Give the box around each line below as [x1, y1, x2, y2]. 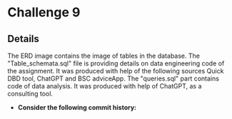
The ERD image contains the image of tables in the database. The [7, 51, 200, 60]
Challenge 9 [7, 4, 81, 21]
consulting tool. [7, 90, 54, 98]
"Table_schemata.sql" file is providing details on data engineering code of [7, 59, 225, 68]
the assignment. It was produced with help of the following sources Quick [7, 67, 224, 75]
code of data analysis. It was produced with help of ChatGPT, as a [7, 82, 202, 90]
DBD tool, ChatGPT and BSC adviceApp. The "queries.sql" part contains [7, 74, 220, 83]
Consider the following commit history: [17, 103, 137, 111]
